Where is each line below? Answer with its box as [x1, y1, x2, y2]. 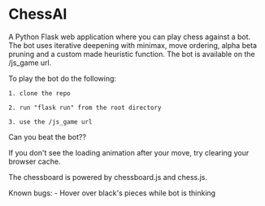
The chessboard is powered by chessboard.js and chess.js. [8, 172, 208, 182]
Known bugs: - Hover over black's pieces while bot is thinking [8, 188, 216, 198]
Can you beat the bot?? [8, 132, 87, 142]
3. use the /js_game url [8, 117, 93, 126]
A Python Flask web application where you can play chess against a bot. [8, 32, 251, 42]
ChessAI [8, 5, 67, 24]
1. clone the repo [8, 89, 71, 98]
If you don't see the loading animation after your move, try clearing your [8, 147, 250, 157]
